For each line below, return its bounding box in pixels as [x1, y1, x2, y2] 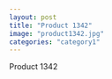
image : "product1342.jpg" [9, 29, 104, 38]
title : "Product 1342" [9, 21, 93, 30]
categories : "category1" [9, 37, 101, 47]
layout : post [9, 12, 57, 22]
